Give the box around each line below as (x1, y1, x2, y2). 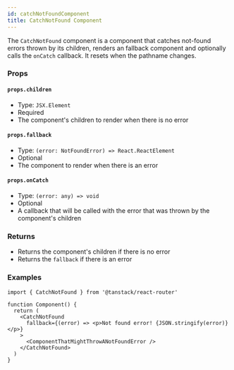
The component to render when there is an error (17, 161, 159, 169)
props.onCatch (7, 177, 49, 184)
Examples (7, 273, 42, 283)
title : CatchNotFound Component (7, 17, 102, 24)
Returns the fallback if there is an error (17, 255, 133, 264)
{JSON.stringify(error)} (155, 319, 229, 326)
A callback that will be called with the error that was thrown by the (17, 206, 210, 215)
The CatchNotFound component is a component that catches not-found (7, 36, 211, 44)
